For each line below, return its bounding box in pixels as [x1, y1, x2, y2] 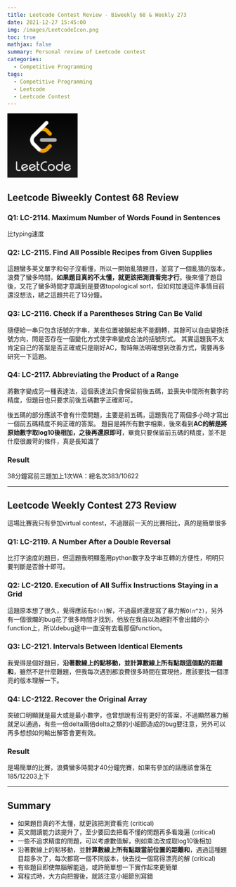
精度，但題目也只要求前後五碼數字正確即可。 [7, 395, 137, 404]
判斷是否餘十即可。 [13, 563, 69, 571]
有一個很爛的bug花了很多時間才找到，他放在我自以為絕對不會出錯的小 [7, 615, 209, 623]
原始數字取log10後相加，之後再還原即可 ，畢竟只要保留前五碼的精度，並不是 [7, 428, 227, 436]
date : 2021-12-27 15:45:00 [7, 18, 86, 26]
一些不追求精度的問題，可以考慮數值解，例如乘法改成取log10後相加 [17, 837, 212, 845]
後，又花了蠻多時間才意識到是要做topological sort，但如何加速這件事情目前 [7, 282, 225, 291]
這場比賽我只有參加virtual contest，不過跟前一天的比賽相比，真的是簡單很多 [7, 518, 228, 527]
